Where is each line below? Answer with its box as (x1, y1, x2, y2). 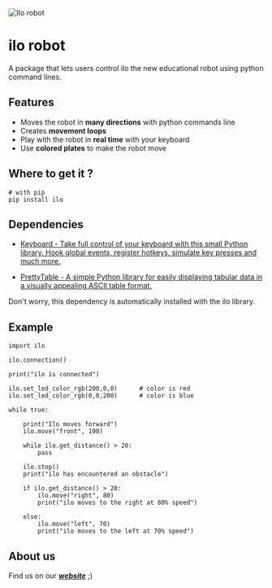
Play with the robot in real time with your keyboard (19, 134, 190, 144)
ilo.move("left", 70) (37, 520, 111, 529)
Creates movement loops (19, 125, 107, 135)
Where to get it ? (8, 167, 93, 181)
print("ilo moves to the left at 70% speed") (37, 527, 195, 536)
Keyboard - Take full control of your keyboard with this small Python (19, 239, 248, 249)
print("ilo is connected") (8, 371, 100, 379)
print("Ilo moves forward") (23, 420, 118, 428)
